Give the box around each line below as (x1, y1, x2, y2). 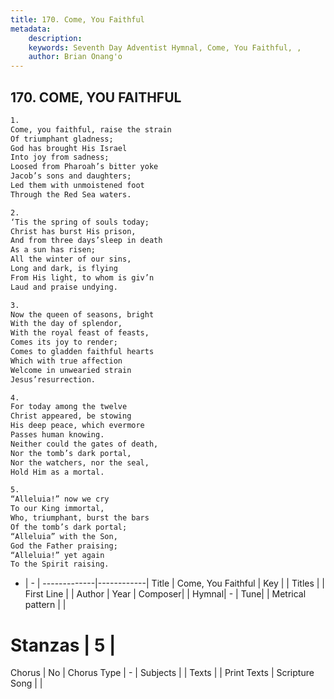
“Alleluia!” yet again (10, 550, 105, 560)
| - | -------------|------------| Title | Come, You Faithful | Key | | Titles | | (24, 577, 326, 590)
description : (28, 33, 83, 43)
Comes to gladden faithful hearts (10, 347, 155, 357)
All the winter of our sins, (10, 254, 132, 265)
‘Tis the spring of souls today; (10, 217, 150, 227)
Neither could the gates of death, (10, 439, 159, 449)
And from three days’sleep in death (10, 236, 163, 246)
